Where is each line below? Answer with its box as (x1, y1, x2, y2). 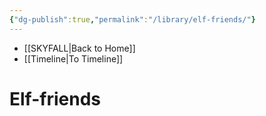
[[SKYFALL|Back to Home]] (23, 42, 136, 54)
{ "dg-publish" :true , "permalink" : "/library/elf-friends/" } (9, 14, 256, 25)
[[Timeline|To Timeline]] (23, 52, 124, 65)
